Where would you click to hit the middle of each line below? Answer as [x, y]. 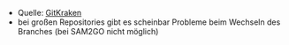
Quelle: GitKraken [49, 13]
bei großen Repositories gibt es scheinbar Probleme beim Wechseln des [149, 22]
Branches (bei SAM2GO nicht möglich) [88, 31]
